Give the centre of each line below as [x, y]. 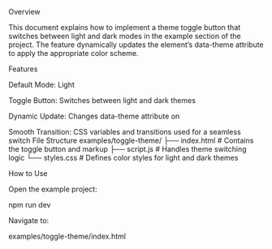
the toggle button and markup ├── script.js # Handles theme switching [127, 149]
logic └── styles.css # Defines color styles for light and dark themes [123, 158]
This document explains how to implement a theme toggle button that [125, 27]
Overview [24, 12]
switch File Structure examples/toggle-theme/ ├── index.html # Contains [131, 140]
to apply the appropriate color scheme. [73, 53]
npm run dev [30, 205]
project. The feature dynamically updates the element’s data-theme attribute [136, 45]
